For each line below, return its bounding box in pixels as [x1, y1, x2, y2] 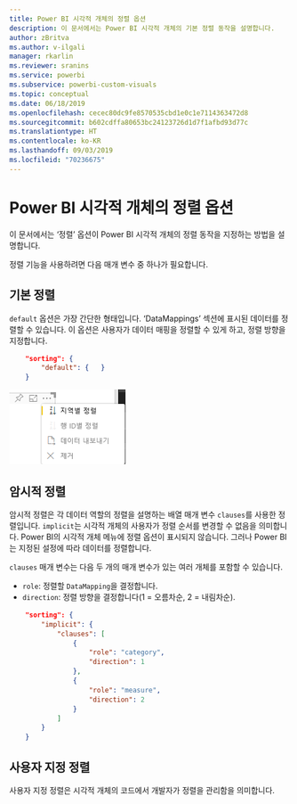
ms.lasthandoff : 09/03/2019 [9, 146, 114, 155]
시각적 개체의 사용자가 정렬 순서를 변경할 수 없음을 [83, 520, 257, 530]
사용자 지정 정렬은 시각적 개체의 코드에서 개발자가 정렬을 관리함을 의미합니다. [9, 785, 276, 795]
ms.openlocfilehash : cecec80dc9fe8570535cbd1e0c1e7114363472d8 [9, 108, 249, 118]
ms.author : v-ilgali [9, 43, 86, 52]
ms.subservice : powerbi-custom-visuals [9, 80, 157, 89]
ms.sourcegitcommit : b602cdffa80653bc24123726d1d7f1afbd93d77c [9, 118, 249, 127]
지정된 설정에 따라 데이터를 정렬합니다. [18, 542, 152, 553]
